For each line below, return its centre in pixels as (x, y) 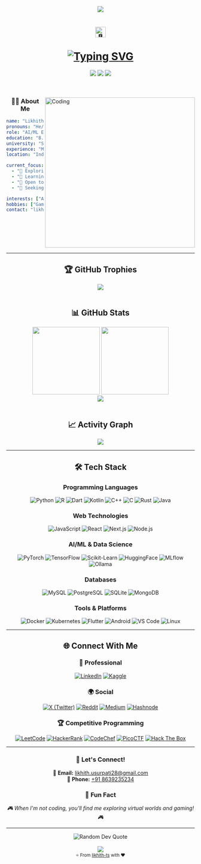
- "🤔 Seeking (28, 188)
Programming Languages (100, 487)
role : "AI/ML (22, 132)
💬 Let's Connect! (100, 759)
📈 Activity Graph (100, 424)
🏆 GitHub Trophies (100, 270)
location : (19, 155)
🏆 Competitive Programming (100, 723)
